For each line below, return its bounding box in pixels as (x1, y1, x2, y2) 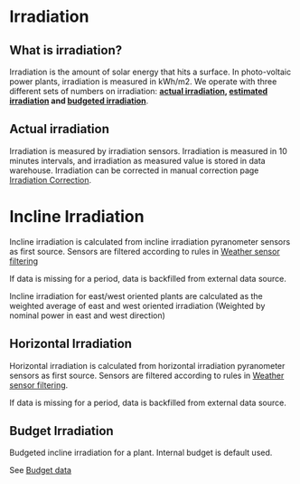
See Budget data (9, 465, 72, 476)
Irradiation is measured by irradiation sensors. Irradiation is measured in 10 (9, 145, 287, 156)
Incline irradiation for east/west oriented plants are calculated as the (9, 290, 264, 301)
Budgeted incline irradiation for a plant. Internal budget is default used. (9, 447, 273, 459)
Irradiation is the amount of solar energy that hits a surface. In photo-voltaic (9, 66, 292, 77)
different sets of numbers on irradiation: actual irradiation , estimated (9, 86, 268, 96)
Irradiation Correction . (9, 174, 92, 185)
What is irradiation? (9, 43, 123, 58)
